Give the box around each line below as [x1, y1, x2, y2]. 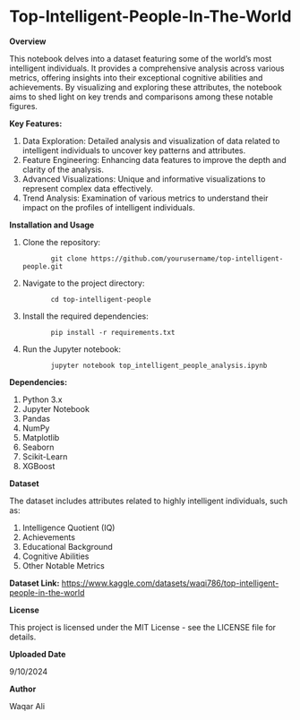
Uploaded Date [9, 648, 66, 659]
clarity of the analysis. [21, 164, 105, 175]
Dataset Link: [9, 578, 60, 588]
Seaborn [21, 441, 55, 452]
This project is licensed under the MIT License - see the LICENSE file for [9, 621, 276, 632]
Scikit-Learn [21, 450, 68, 462]
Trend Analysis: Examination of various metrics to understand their [21, 193, 269, 203]
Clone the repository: [21, 236, 101, 247]
